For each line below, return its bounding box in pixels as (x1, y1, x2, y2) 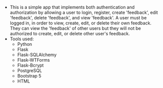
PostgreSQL (17, 68, 42, 74)
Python (17, 41, 32, 47)
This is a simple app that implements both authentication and (9, 4, 135, 10)
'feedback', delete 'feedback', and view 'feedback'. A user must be (9, 15, 147, 20)
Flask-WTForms (17, 57, 50, 63)
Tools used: (9, 36, 34, 42)
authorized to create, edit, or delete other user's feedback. (9, 31, 130, 36)
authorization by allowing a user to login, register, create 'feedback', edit (9, 9, 158, 15)
